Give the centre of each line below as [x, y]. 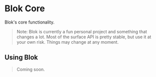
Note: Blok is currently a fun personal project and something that [82, 31]
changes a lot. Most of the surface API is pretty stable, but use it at [84, 37]
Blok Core [25, 9]
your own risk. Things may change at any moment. [67, 42]
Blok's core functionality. [30, 22]
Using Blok [21, 58]
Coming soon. [31, 69]
